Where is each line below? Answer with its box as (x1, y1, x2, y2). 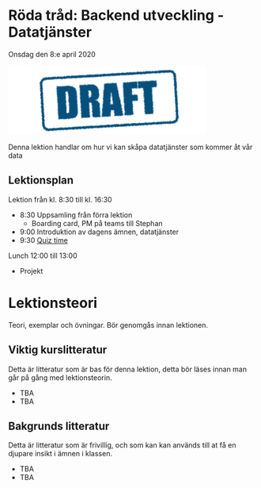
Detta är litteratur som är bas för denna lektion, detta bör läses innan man (8, 364, 248, 374)
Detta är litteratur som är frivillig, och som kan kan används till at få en (8, 440, 236, 450)
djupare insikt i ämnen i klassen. (8, 449, 113, 459)
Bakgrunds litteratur (8, 419, 110, 432)
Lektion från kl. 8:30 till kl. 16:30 (8, 194, 112, 204)
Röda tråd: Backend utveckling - (8, 6, 225, 25)
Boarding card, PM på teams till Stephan (31, 218, 164, 228)
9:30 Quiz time (19, 235, 69, 244)
